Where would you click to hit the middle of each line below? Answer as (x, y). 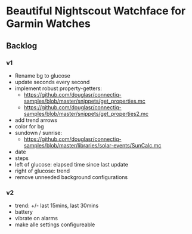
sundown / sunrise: (38, 133)
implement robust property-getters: (58, 88)
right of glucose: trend (42, 171)
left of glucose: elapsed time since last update (71, 164)
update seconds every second (52, 82)
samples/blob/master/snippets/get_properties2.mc (86, 113)
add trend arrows (36, 120)
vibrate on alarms (36, 218)
